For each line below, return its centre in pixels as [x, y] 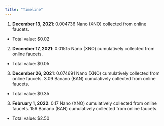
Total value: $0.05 [31, 63]
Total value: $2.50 [31, 118]
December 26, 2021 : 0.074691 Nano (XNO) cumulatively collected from [86, 73]
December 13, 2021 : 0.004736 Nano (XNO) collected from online [79, 24]
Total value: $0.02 [31, 39]
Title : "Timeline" [24, 10]
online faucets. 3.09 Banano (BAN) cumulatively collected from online [84, 78]
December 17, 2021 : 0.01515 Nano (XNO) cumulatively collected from [83, 48]
